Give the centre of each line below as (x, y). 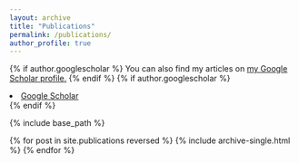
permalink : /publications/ (60, 34)
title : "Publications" (52, 26)
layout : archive (40, 18)
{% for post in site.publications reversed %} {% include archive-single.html (150, 140)
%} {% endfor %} (42, 150)
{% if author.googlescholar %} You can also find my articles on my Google (149, 69)
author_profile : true (50, 43)
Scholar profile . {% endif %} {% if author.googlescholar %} (120, 79)
